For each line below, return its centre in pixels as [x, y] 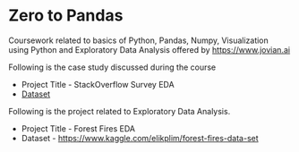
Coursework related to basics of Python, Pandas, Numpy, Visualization [139, 40]
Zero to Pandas [66, 16]
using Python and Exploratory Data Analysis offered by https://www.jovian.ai [149, 49]
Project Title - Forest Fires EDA [78, 128]
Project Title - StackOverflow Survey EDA [98, 84]
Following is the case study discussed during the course [112, 67]
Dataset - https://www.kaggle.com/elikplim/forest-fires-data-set [140, 138]
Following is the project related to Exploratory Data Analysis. [120, 111]
